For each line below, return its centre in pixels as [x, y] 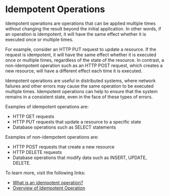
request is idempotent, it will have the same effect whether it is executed [81, 55]
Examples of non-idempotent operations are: [52, 137]
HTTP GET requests [33, 116]
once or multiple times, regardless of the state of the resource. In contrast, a [85, 60]
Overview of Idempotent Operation [49, 188]
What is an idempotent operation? [48, 182]
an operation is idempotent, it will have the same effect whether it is [76, 34]
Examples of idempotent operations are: [47, 106]
